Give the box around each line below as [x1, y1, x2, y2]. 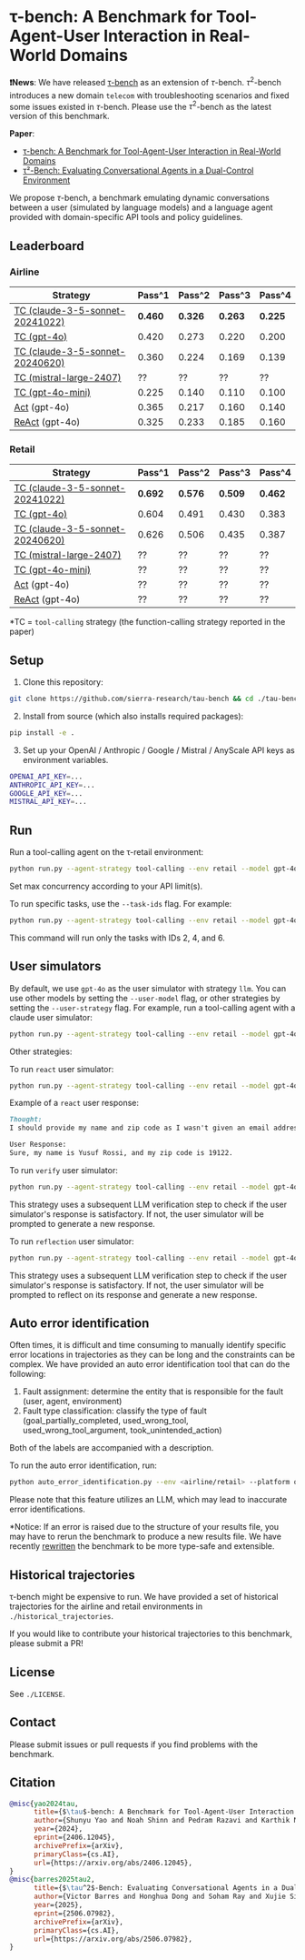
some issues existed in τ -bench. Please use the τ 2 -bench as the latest [9, 99, 272, 112]
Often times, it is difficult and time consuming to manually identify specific [9, 1340, 287, 1351]
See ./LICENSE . [9, 1688, 65, 1699]
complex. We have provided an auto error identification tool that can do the [9, 1359, 290, 1370]
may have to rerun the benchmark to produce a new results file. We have [9, 1531, 281, 1543]
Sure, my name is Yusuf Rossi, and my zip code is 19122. [9, 1149, 233, 1158]
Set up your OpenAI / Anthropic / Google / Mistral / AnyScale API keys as [22, 744, 295, 756]
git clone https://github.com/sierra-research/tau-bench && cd [9, 694, 254, 704]
